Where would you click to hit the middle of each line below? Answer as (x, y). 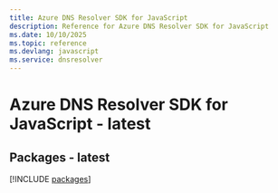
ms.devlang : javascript (54, 52)
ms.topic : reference (48, 43)
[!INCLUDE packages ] (50, 179)
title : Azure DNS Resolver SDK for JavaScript (99, 18)
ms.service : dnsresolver (56, 60)
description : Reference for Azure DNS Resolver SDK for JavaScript (139, 26)
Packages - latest (60, 157)
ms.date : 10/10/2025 (48, 34)
